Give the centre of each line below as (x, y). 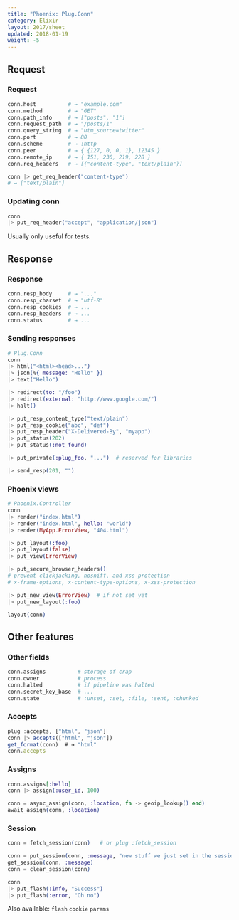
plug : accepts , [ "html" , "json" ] (57, 731)
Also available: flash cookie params (58, 909)
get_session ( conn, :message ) (51, 863)
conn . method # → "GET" (52, 111)
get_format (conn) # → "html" (52, 744)
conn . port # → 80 (47, 137)
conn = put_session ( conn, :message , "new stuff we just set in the (110, 856)
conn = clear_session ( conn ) (49, 869)
